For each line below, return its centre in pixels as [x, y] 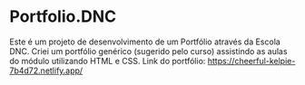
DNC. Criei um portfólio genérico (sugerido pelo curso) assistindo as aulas [148, 51]
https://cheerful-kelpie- [251, 61]
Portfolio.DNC [63, 17]
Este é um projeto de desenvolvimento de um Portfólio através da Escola [145, 42]
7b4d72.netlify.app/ [46, 71]
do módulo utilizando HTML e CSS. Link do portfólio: [108, 61]
